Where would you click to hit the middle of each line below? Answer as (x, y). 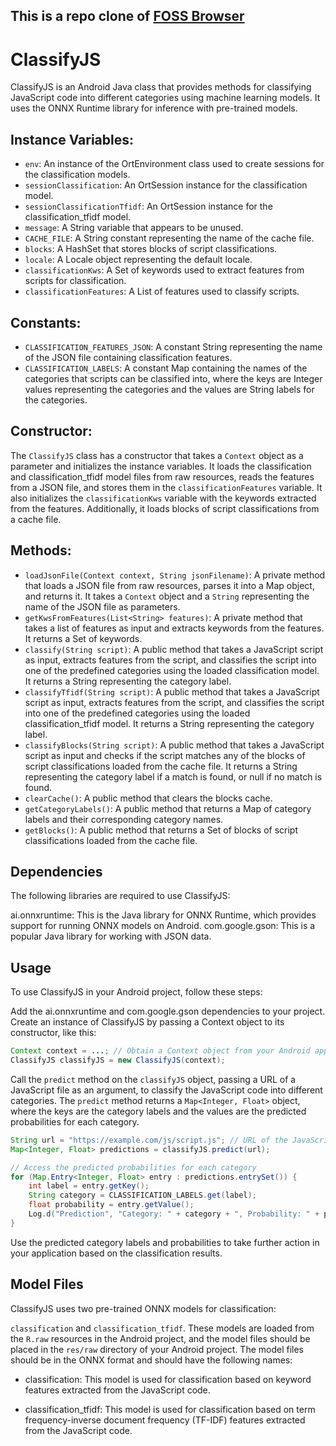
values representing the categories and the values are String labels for (169, 389)
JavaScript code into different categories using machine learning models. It (165, 98)
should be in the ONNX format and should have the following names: (151, 1360)
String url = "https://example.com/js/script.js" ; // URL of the (149, 1140)
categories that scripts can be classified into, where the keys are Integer (173, 378)
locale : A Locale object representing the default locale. (138, 260)
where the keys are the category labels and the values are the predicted (158, 1111)
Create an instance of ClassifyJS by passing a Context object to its (147, 1022)
